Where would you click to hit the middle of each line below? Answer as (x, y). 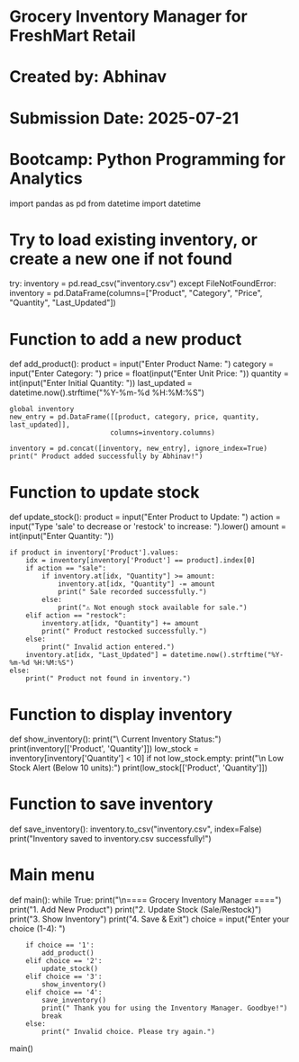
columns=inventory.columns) (163, 433)
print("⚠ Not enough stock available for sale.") (152, 608)
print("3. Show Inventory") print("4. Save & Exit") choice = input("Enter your (149, 919)
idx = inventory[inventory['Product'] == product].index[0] (140, 561)
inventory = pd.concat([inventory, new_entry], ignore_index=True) (139, 449)
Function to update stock (104, 492)
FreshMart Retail (73, 36)
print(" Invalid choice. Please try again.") (129, 1032)
